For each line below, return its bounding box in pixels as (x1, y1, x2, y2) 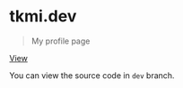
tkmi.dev (9, 6, 77, 27)
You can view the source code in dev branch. (9, 69, 175, 81)
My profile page (30, 36, 91, 46)
